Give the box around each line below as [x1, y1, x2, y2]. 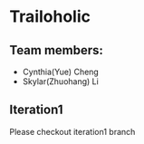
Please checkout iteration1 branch [9, 126, 136, 137]
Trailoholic [9, 6, 91, 27]
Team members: [9, 43, 104, 58]
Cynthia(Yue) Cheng [22, 66, 100, 77]
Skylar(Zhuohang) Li [22, 76, 100, 87]
